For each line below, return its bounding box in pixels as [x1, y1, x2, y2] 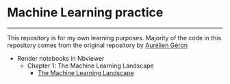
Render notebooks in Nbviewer [16, 54, 105, 62]
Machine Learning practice [7, 5, 164, 20]
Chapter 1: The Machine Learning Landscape [27, 61, 154, 70]
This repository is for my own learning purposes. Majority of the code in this [7, 33, 222, 42]
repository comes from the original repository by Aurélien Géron [7, 41, 188, 49]
